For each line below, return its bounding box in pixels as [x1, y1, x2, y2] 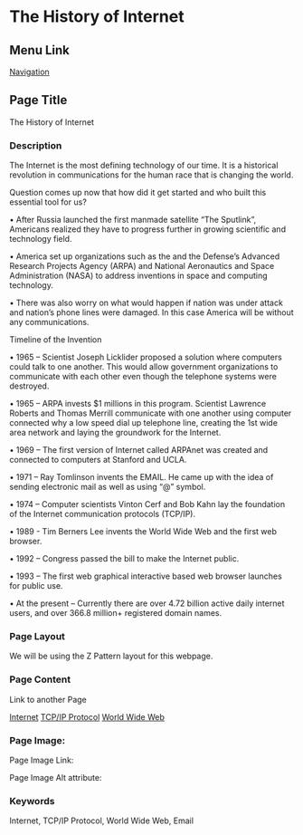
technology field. [9, 234, 72, 245]
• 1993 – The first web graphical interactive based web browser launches [9, 571, 282, 581]
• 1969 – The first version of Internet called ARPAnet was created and [9, 445, 269, 456]
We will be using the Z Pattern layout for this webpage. [9, 650, 213, 662]
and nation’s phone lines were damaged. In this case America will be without [9, 307, 294, 318]
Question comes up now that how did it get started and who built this [9, 187, 267, 198]
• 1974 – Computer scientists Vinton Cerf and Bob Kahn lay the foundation [9, 499, 286, 510]
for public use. [9, 581, 63, 591]
